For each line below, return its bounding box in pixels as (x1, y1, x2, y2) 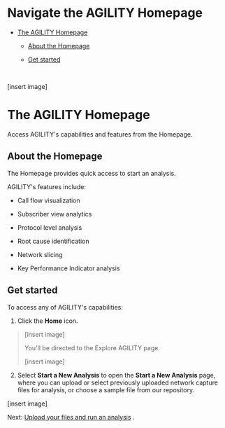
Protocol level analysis (17, 223, 82, 232)
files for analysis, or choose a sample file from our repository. (17, 385, 194, 394)
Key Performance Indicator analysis (17, 264, 120, 272)
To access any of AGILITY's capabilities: (7, 303, 124, 311)
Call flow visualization (17, 196, 80, 205)
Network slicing (17, 250, 63, 258)
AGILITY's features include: (7, 182, 86, 191)
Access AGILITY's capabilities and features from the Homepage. (7, 130, 194, 138)
